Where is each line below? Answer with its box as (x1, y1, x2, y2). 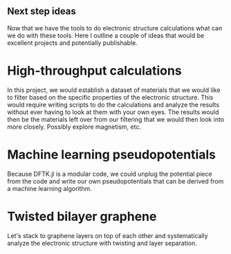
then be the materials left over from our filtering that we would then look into (7, 115, 225, 123)
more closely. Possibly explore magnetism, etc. (7, 123, 142, 131)
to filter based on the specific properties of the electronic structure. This (7, 93, 214, 101)
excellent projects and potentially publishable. (7, 38, 138, 47)
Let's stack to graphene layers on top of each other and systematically (7, 231, 209, 239)
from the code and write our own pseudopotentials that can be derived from (7, 176, 224, 185)
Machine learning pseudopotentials (7, 147, 216, 162)
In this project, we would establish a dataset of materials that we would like (7, 86, 221, 94)
